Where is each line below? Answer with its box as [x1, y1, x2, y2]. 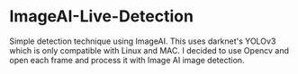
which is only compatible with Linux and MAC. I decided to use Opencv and [9, 45, 290, 55]
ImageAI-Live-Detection [9, 6, 194, 27]
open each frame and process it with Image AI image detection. [9, 54, 245, 65]
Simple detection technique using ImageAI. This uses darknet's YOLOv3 [9, 36, 276, 46]
